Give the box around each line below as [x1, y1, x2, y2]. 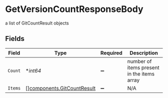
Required [100, 49, 122, 56]
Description [129, 49, 158, 56]
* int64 [25, 67, 41, 74]
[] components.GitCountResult [25, 84, 96, 91]
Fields [5, 34, 25, 43]
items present [127, 64, 160, 71]
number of [127, 57, 152, 64]
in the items [127, 70, 155, 77]
